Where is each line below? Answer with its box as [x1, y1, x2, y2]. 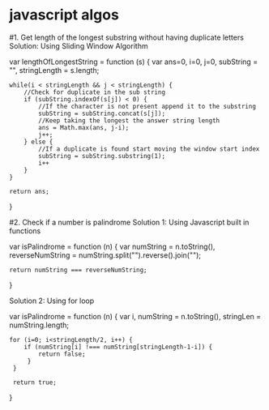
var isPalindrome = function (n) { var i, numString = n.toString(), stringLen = [9, 311, 262, 321]
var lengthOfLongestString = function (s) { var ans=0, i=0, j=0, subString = [9, 57, 258, 66]
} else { [23, 138, 53, 146]
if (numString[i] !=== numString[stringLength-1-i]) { [23, 343, 213, 351]
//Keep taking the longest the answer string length [38, 116, 220, 125]
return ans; [9, 187, 49, 195]
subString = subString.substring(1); [38, 152, 165, 160]
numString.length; [9, 320, 70, 330]
